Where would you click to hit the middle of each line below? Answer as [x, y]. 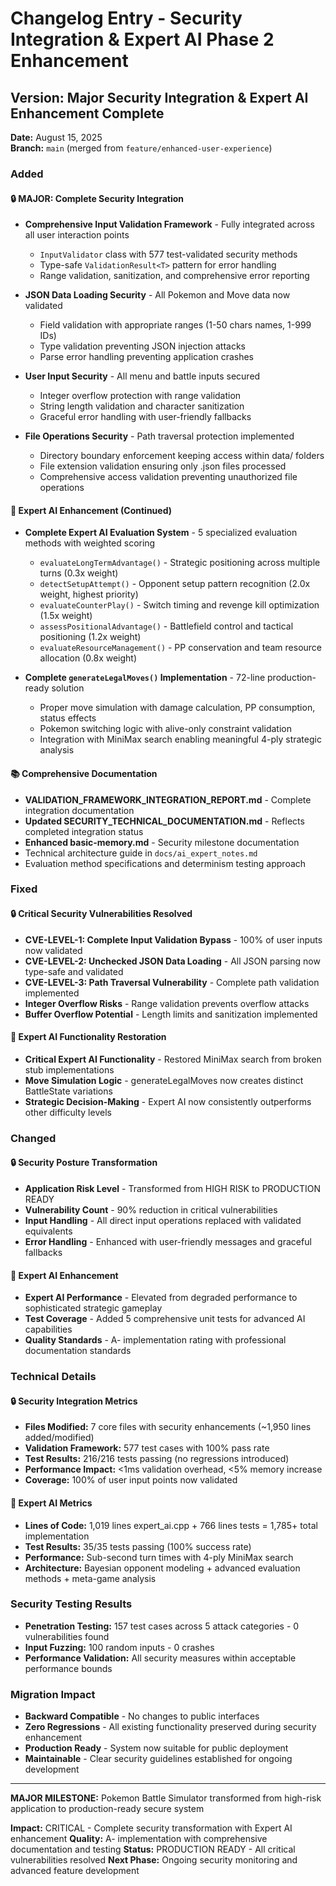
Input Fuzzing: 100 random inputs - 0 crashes [119, 1647]
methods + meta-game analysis [90, 1578]
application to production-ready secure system [107, 1809]
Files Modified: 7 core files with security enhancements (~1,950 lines [168, 1427]
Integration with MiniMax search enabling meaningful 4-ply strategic [180, 739]
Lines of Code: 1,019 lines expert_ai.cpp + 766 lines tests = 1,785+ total [171, 1525]
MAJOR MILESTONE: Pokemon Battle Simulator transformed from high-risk [166, 1798]
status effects [68, 718]
